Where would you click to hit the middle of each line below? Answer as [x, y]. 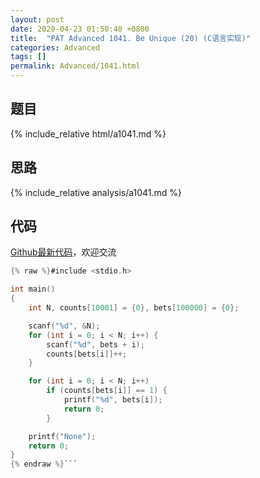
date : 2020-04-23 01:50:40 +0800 [80, 29]
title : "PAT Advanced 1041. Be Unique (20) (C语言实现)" [131, 38]
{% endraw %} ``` [44, 464]
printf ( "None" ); [62, 436]
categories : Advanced [55, 47]
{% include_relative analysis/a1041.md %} [96, 192]
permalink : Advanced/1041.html [75, 66]
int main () [33, 289]
